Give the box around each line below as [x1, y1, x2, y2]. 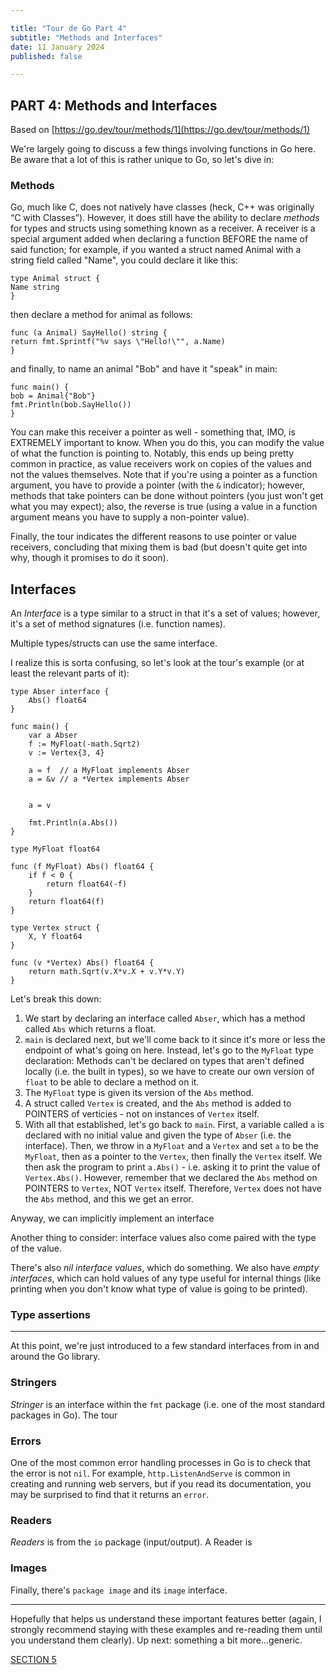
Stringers [10, 1376, 57, 1390]
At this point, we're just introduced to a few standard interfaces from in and [10, 1340, 320, 1352]
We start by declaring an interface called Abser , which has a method [24, 1012, 306, 1025]
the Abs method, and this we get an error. [24, 1193, 194, 1205]
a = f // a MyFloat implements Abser [28, 766, 190, 776]
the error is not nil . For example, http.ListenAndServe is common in [10, 1467, 291, 1480]
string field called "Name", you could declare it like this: [10, 254, 238, 266]
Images [10, 1561, 48, 1575]
